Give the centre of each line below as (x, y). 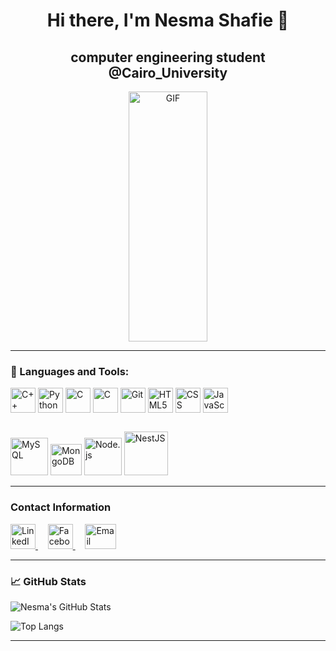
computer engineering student (168, 57)
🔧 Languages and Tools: (70, 371)
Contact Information (61, 507)
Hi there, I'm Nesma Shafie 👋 (168, 20)
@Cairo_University (168, 72)
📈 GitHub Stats (48, 581)
